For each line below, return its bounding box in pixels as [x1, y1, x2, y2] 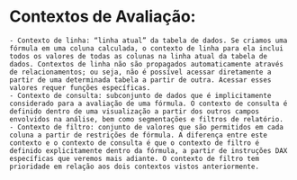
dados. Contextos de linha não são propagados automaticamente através [9, 59, 283, 68]
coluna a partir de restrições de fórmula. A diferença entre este [9, 130, 268, 139]
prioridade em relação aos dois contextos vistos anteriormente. [9, 162, 259, 171]
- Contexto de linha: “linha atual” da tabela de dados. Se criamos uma [9, 36, 288, 45]
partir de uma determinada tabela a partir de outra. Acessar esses [9, 75, 272, 85]
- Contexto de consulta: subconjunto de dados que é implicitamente [9, 91, 272, 100]
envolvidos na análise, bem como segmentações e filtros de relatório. [9, 114, 283, 123]
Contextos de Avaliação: [9, 6, 196, 27]
